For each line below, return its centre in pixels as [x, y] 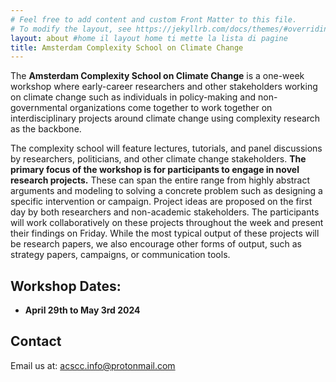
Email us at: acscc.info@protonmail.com [93, 365]
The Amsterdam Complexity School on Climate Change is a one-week [157, 76]
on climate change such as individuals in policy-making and [133, 97]
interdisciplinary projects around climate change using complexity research [165, 118]
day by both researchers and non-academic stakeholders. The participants [165, 212]
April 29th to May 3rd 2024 [82, 310]
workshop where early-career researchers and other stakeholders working [164, 87]
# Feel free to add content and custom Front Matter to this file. [154, 19]
